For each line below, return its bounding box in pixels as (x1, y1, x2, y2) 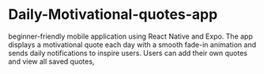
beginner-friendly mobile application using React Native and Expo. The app (8, 31, 253, 41)
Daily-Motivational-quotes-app (8, 6, 218, 24)
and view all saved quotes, (8, 57, 95, 66)
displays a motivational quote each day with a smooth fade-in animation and (8, 39, 257, 49)
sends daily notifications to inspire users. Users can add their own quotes (8, 48, 247, 57)
